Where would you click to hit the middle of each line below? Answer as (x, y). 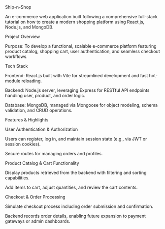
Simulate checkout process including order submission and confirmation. (79, 206)
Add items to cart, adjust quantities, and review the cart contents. (71, 187)
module (13, 81)
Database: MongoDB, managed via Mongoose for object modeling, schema (82, 105)
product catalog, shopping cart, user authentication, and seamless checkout (82, 51)
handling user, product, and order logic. (45, 96)
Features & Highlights (27, 120)
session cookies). (23, 144)
